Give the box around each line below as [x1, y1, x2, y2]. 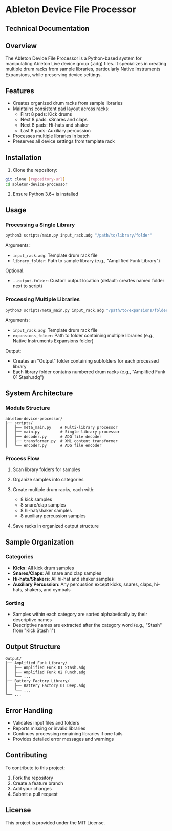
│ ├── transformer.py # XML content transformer [5, 439, 118, 444]
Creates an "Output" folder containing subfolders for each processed [12, 357, 159, 364]
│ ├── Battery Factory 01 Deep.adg [5, 683, 86, 689]
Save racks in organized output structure [12, 523, 99, 529]
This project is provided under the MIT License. [5, 819, 105, 826]
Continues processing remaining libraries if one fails [12, 731, 123, 737]
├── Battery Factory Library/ [5, 679, 70, 684]
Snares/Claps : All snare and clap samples [12, 570, 102, 576]
